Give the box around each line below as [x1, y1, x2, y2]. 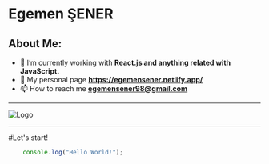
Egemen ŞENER [8, 5, 114, 23]
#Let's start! [8, 133, 49, 142]
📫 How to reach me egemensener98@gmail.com [19, 84, 188, 93]
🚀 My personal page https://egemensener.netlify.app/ [19, 75, 203, 84]
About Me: [8, 37, 62, 50]
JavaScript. [19, 66, 60, 76]
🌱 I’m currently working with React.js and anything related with [19, 58, 231, 67]
